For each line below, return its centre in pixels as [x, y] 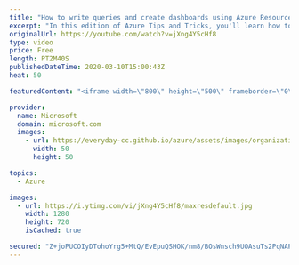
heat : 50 [25, 76]
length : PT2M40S [39, 59]
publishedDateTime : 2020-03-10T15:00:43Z [87, 68]
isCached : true [53, 231]
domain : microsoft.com [59, 124]
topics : [24, 173]
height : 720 [47, 222]
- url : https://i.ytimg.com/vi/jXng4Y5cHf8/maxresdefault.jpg [135, 205]
